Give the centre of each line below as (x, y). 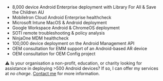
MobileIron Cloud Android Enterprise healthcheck (62, 17)
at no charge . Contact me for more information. (53, 73)
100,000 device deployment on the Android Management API (73, 43)
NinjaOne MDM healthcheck (40, 38)
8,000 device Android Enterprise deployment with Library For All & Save (84, 7)
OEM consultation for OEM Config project (54, 54)
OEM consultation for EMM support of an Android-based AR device (80, 49)
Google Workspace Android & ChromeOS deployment (66, 28)
